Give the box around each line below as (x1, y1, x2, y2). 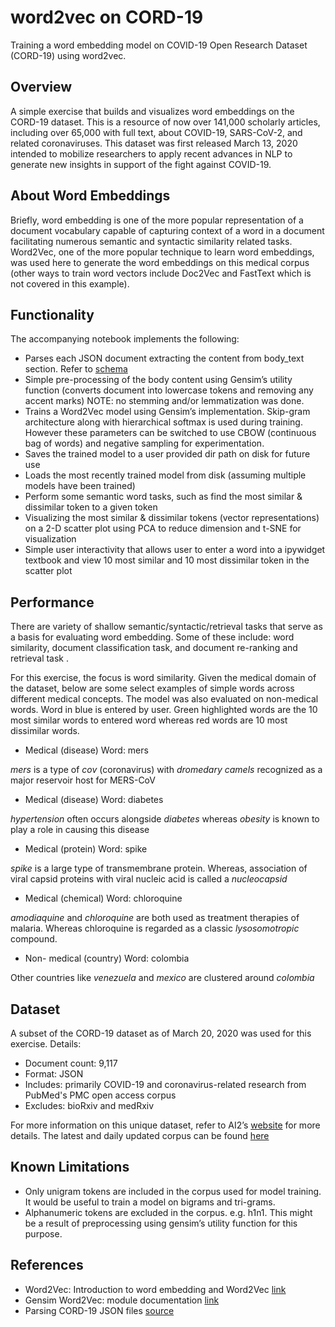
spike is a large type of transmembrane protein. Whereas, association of (10, 862, 308, 875)
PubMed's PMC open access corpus (24, 1089, 177, 1101)
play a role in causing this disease (10, 824, 150, 836)
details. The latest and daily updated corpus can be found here (10, 1130, 270, 1141)
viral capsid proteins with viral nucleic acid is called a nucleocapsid (10, 873, 288, 885)
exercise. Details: (10, 1038, 82, 1050)
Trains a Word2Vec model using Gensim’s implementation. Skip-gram (24, 406, 311, 418)
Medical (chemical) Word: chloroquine (24, 892, 183, 905)
